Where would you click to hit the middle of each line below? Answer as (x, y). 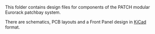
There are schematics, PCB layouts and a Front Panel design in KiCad (76, 22)
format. (13, 27)
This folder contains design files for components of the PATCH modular (77, 7)
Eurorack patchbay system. (33, 12)
